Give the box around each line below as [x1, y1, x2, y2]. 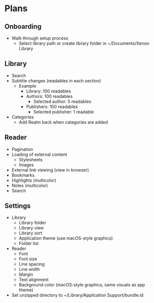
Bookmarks [11, 172, 35, 178]
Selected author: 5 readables [33, 98, 92, 104]
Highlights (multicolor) [11, 177, 56, 183]
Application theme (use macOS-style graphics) [18, 235, 113, 241]
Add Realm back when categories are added [18, 119, 108, 125]
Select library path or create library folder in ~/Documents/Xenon [18, 40, 150, 46]
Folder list [18, 241, 39, 246]
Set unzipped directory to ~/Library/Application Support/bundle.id [11, 292, 144, 298]
